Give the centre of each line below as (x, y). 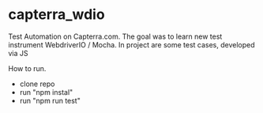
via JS (19, 53)
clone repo (37, 84)
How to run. (27, 68)
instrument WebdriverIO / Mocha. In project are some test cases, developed (131, 44)
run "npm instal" (46, 92)
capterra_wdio (56, 15)
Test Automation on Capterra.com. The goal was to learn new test (115, 36)
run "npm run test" (50, 100)
